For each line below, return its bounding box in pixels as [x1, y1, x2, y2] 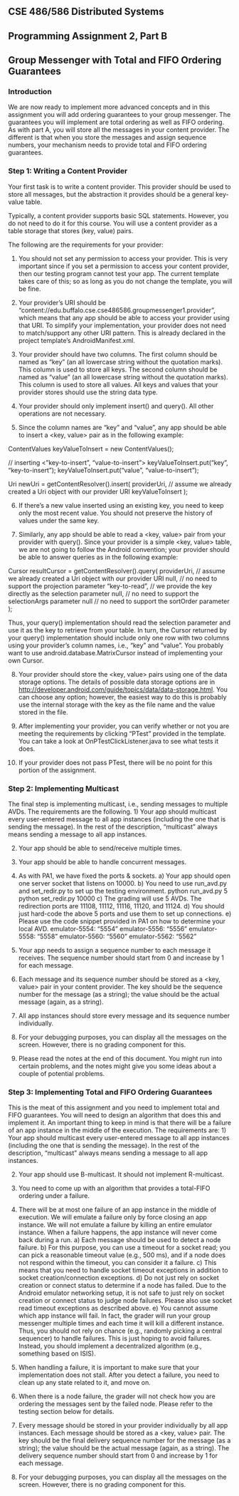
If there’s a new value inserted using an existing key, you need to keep [18, 501, 224, 509]
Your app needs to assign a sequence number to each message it [18, 946, 211, 955]
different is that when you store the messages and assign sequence [8, 133, 207, 142]
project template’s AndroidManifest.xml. [18, 336, 136, 344]
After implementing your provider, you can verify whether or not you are [18, 722, 230, 730]
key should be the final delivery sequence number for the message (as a [18, 1436, 231, 1445]
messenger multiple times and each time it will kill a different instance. [18, 1319, 225, 1328]
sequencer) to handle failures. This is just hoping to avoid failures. [18, 1334, 212, 1343]
